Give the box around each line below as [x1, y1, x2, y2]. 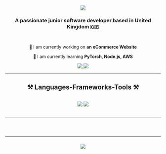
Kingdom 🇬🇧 [66, 23, 100, 30]
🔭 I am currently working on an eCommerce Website [29, 44, 137, 50]
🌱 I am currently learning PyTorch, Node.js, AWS [33, 53, 133, 59]
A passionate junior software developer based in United [14, 17, 152, 24]
